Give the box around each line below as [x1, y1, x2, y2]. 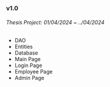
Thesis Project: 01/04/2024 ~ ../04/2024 [6, 19, 105, 26]
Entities [14, 43, 33, 51]
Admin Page [14, 75, 45, 82]
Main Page [14, 56, 41, 63]
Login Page [14, 62, 42, 69]
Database [14, 49, 38, 56]
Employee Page [14, 68, 53, 75]
